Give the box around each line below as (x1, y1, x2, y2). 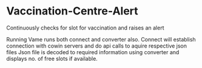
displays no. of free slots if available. (6, 55, 98, 62)
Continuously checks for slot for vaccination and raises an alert (6, 24, 164, 31)
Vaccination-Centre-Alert (6, 4, 138, 18)
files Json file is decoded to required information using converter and (6, 48, 180, 55)
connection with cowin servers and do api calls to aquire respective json (6, 42, 187, 49)
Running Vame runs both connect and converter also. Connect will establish (6, 36, 196, 43)
